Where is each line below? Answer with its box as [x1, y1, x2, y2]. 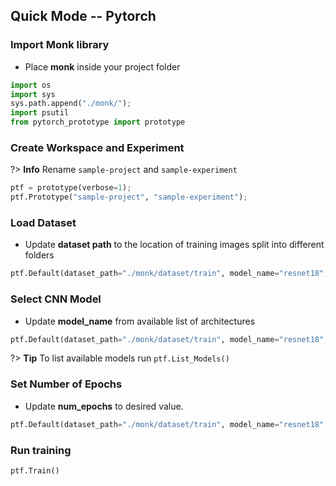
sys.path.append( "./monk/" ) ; [10, 99, 132, 109]
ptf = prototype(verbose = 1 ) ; [10, 183, 132, 193]
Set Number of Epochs [10, 377, 123, 391]
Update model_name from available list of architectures [24, 315, 256, 327]
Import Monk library [10, 38, 110, 52]
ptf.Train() [10, 465, 60, 476]
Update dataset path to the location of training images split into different [24, 239, 325, 251]
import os [10, 80, 52, 90]
